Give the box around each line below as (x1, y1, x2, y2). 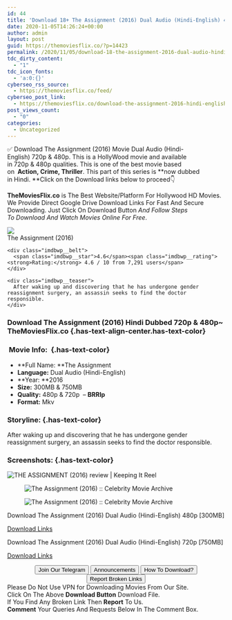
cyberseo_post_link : (7, 94, 67, 101)
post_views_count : (7, 107, 60, 114)
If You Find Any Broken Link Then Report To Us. (7, 598, 144, 606)
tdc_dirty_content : (7, 55, 64, 62)
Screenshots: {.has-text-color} (7, 455, 114, 465)
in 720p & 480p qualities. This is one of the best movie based (7, 160, 182, 168)
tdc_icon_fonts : (7, 68, 54, 75)
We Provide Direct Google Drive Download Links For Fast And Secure (7, 199, 204, 207)
